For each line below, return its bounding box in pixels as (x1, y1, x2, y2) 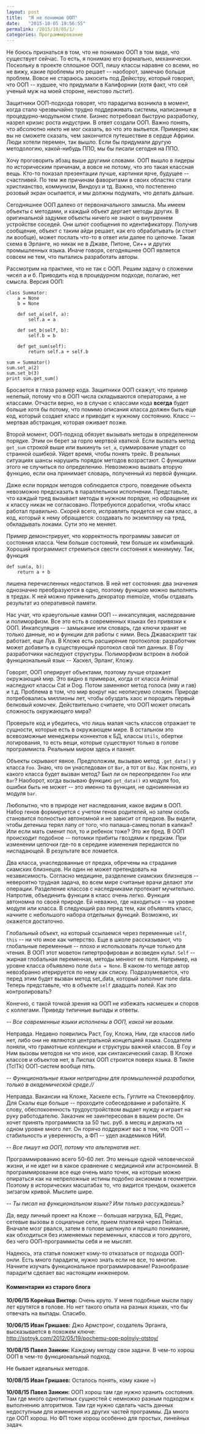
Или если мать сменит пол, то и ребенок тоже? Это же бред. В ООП (6, 827, 185, 835)
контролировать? (6, 988, 52, 995)
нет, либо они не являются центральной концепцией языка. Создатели (6, 1037, 192, 1044)
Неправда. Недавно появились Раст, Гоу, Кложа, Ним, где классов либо (6, 1030, 195, 1037)
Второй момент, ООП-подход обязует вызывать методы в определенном (6, 431, 198, 438)
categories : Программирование (6, 32, 84, 38)
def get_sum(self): (17, 343, 67, 349)
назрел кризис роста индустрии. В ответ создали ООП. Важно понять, (6, 119, 190, 126)
